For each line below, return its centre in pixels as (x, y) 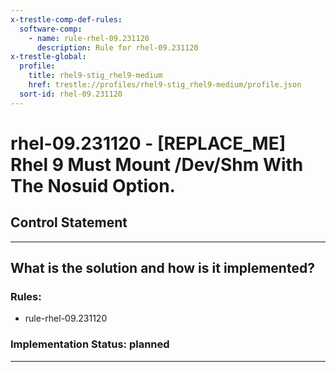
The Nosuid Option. (93, 185)
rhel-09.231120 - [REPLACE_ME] (148, 143)
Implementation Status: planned (90, 344)
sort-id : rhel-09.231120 (71, 94)
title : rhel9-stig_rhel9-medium (95, 76)
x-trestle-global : (48, 57)
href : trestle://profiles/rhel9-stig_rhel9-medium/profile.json (165, 85)
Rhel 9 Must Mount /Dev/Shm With (157, 164)
